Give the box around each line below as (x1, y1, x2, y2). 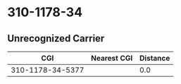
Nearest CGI (91, 54, 133, 63)
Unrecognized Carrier (7, 32, 105, 44)
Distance (139, 54, 170, 63)
